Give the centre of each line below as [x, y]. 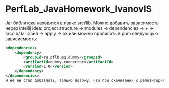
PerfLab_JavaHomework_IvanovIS [79, 9]
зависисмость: [21, 39]
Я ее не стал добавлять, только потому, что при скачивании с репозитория [85, 81]
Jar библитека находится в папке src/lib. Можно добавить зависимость [82, 23]
